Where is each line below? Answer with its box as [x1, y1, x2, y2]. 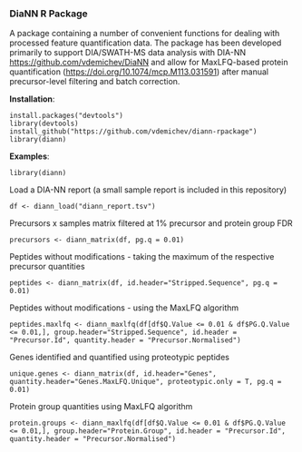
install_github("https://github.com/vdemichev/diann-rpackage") [9, 127, 258, 136]
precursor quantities [9, 261, 85, 272]
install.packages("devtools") [9, 112, 124, 121]
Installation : [9, 93, 55, 104]
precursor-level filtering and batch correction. [9, 76, 180, 87]
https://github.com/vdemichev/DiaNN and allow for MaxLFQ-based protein [9, 57, 288, 68]
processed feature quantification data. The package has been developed [9, 37, 282, 48]
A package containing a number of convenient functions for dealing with [9, 28, 280, 39]
